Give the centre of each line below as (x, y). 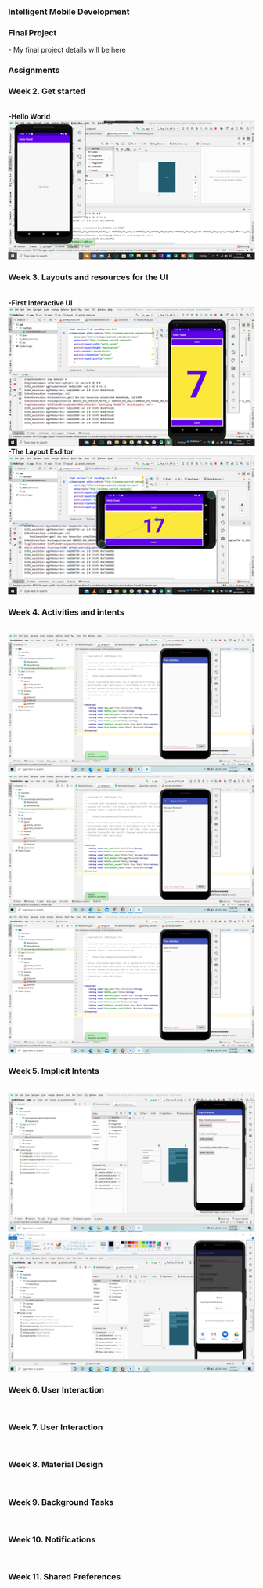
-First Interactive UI (40, 303)
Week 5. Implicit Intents (54, 1071)
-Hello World (29, 117)
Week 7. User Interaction (56, 1427)
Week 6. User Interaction (56, 1389)
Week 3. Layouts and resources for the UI (88, 277)
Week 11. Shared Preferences (65, 1577)
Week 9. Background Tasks (61, 1502)
